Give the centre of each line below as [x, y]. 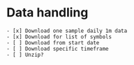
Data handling [47, 13]
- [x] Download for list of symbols [59, 37]
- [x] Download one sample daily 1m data [67, 31]
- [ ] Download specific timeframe [58, 49]
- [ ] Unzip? [25, 55]
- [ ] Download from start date [53, 42]
